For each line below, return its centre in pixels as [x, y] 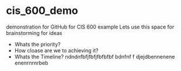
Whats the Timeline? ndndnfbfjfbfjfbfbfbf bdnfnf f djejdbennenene [95, 56]
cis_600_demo [42, 11]
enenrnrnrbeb [31, 63]
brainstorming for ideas [34, 33]
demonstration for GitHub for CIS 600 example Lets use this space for [90, 27]
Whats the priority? [37, 44]
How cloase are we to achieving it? [56, 50]
